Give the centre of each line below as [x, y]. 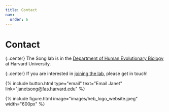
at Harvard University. [28, 64]
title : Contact [21, 10]
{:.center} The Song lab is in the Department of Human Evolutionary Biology [84, 58]
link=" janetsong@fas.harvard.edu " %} [45, 89]
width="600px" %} [25, 104]
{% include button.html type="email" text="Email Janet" [64, 84]
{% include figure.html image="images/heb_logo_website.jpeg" [72, 99]
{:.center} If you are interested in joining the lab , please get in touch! [77, 73]
